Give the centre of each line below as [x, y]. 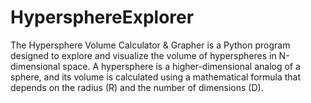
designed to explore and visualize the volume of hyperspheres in [143, 55]
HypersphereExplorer [102, 17]
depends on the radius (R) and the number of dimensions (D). [137, 87]
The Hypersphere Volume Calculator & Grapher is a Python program [150, 45]
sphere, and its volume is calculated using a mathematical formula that [156, 77]
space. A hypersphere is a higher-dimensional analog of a [181, 66]
